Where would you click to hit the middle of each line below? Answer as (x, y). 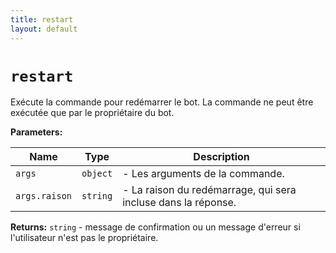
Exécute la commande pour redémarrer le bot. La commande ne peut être (162, 102)
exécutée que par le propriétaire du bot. (92, 113)
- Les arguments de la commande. (203, 174)
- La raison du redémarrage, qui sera (209, 190)
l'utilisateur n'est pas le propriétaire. (84, 238)
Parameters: (36, 132)
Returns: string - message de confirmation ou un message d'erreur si (155, 227)
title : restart (42, 19)
